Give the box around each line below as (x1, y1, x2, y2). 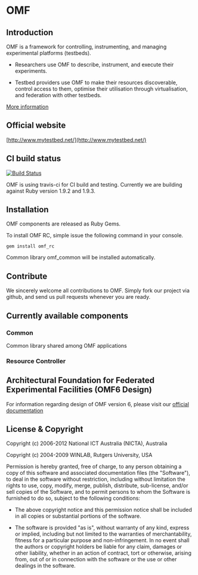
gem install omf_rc (6, 243, 55, 249)
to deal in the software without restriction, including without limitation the (6, 475, 186, 483)
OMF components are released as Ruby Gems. (6, 220, 121, 227)
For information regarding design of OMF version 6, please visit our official (6, 400, 190, 407)
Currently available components (6, 311, 129, 321)
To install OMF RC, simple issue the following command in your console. (6, 232, 184, 239)
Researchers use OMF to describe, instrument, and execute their (14, 61, 174, 68)
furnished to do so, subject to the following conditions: (6, 494, 140, 502)
